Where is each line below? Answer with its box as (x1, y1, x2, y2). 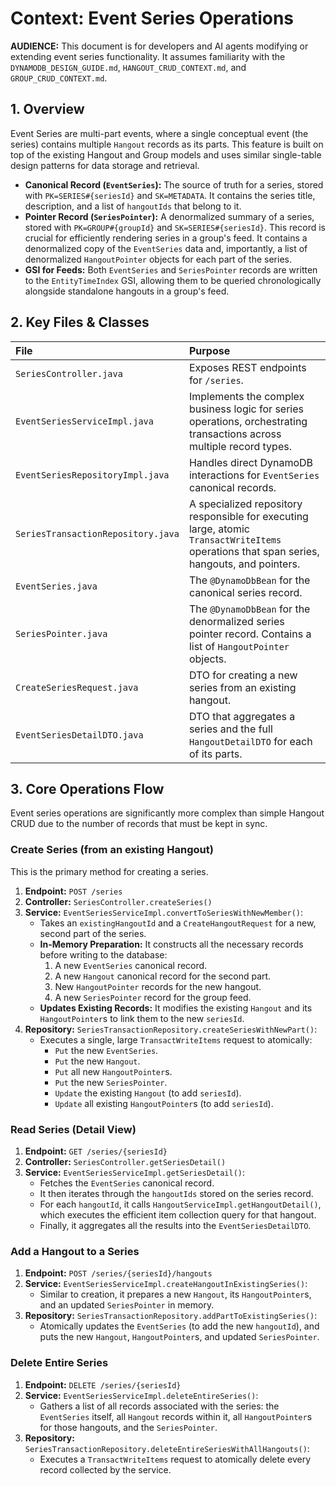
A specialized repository (188, 497, 303, 511)
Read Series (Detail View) (10, 1122, 137, 1136)
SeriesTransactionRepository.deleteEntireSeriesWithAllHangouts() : (24, 1442, 310, 1454)
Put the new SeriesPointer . (54, 1076, 168, 1088)
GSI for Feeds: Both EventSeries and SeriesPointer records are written (24, 263, 318, 276)
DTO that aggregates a (188, 709, 296, 723)
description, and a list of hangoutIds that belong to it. (24, 200, 242, 212)
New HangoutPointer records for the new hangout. (54, 980, 262, 992)
